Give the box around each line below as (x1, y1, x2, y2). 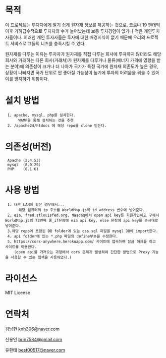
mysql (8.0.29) (7, 162, 41, 167)
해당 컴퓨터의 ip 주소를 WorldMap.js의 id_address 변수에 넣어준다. (18, 207, 145, 212)
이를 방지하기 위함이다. (5, 75, 49, 82)
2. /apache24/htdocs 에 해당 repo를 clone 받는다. (7, 123, 107, 128)
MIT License (5, 290, 31, 296)
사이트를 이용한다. (5, 244, 37, 249)
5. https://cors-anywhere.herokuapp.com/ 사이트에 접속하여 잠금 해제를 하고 (7, 239, 156, 244)
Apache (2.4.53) (7, 158, 41, 163)
